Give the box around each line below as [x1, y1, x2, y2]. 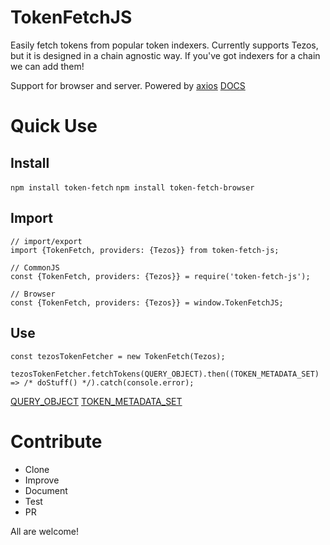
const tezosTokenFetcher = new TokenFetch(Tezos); [10, 351, 226, 361]
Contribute [10, 430, 103, 453]
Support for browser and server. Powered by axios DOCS [10, 79, 246, 91]
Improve [24, 474, 60, 486]
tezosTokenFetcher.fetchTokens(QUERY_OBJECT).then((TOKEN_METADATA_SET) [10, 369, 320, 379]
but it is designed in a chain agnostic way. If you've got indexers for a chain [10, 49, 321, 61]
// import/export [10, 236, 83, 246]
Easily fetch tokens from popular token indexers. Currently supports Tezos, [10, 39, 319, 51]
